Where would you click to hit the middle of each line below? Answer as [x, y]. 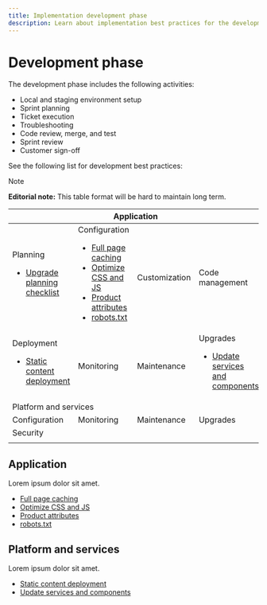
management [223, 283]
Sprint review [41, 142]
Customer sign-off [50, 150]
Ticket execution [47, 117]
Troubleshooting [46, 125]
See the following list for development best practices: [95, 166]
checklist [43, 293]
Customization [164, 278]
